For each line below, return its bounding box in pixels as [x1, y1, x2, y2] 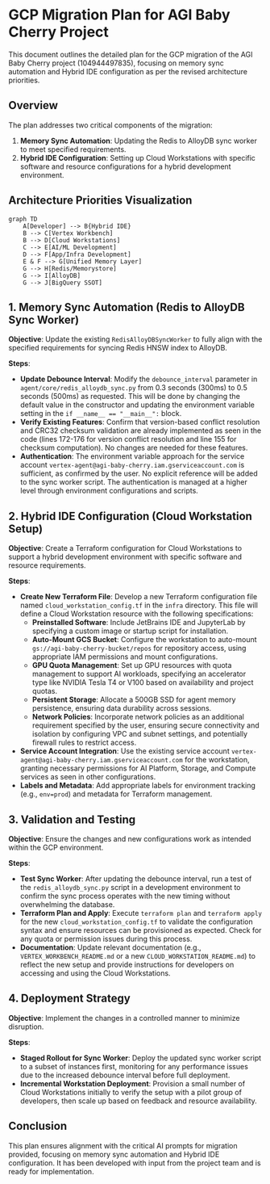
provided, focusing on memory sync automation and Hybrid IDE [8, 1149, 220, 1159]
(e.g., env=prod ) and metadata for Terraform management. [19, 789, 213, 799]
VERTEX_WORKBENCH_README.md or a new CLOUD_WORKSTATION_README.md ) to [19, 951, 256, 960]
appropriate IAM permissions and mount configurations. [31, 652, 218, 661]
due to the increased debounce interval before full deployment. [19, 1070, 231, 1080]
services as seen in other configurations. [19, 772, 156, 782]
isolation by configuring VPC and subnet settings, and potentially [31, 729, 248, 739]
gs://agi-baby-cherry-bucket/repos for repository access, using [31, 644, 247, 653]
